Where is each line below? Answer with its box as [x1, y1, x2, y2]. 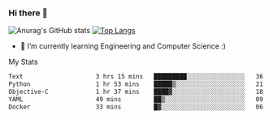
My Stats [8, 57, 38, 67]
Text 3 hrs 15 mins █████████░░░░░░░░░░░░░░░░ [8, 73, 245, 81]
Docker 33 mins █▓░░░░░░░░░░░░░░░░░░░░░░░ [8, 103, 245, 111]
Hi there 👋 [8, 7, 49, 19]
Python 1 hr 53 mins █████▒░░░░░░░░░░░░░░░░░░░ [8, 80, 245, 88]
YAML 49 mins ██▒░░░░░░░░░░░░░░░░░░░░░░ [8, 95, 245, 104]
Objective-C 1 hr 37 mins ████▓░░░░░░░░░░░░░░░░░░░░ [8, 88, 245, 96]
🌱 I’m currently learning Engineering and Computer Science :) [19, 41, 226, 51]
